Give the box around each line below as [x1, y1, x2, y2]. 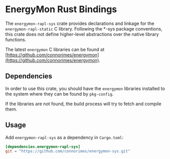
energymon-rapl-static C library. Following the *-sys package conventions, [5, 25, 162, 31]
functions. [5, 37, 26, 43]
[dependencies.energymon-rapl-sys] [5, 144, 81, 149]
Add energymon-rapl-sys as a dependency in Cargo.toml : [5, 134, 124, 140]
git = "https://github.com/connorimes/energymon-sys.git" [5, 149, 130, 154]
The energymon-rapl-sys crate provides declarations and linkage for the [5, 20, 155, 26]
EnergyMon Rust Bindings [5, 4, 117, 15]
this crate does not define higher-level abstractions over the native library [5, 31, 159, 37]
